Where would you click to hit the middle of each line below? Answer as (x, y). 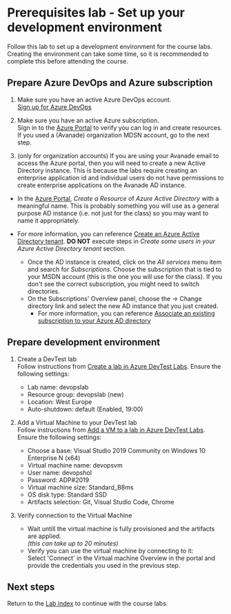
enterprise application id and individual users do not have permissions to (120, 178)
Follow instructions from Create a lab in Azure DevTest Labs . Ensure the (119, 366)
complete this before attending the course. (68, 61)
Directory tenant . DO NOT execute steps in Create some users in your (116, 241)
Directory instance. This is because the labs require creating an (107, 170)
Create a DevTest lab (47, 359)
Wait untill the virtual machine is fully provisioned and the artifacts (121, 528)
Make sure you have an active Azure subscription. (88, 120)
